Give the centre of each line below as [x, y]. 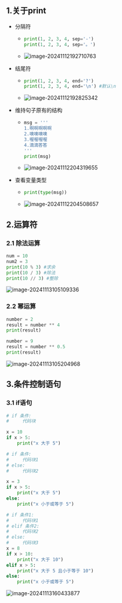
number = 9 [20, 341]
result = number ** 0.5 [36, 347]
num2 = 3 [17, 261]
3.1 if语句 [19, 403]
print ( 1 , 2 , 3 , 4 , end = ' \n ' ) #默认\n [70, 86]
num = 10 [17, 256]
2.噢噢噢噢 [36, 134]
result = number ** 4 [33, 325]
